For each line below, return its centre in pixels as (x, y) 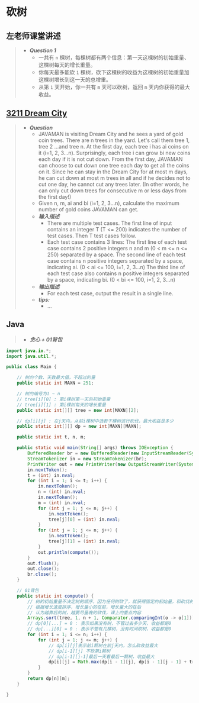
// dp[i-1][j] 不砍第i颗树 (79, 651)
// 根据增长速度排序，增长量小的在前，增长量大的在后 (84, 607)
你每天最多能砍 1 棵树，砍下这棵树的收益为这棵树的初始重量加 (114, 72)
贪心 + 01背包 (46, 339)
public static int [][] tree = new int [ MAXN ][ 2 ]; (78, 410)
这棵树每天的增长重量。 (67, 65)
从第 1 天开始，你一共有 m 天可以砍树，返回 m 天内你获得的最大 (114, 87)
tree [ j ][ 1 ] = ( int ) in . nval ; (84, 541)
